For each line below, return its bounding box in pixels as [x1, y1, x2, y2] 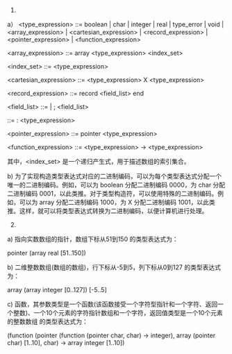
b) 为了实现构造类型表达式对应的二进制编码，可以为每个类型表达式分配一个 [7, 172, 222, 180]
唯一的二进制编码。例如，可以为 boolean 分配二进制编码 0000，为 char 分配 [7, 180, 226, 189]
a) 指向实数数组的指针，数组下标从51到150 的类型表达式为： [7, 235, 179, 243]
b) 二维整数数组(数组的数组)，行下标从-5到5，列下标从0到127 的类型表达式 [7, 263, 221, 271]
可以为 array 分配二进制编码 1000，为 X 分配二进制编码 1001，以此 [19, 198, 210, 206]
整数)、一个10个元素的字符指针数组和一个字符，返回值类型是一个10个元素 [13, 309, 224, 317]
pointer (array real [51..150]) [7, 249, 87, 257]
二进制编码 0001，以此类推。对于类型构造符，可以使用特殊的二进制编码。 [7, 189, 218, 197]
